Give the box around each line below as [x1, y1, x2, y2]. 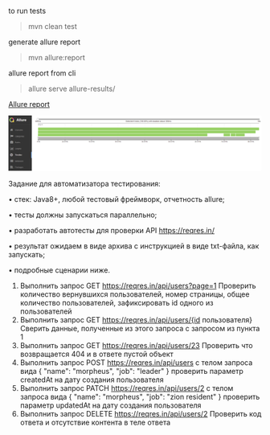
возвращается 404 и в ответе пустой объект [19, 349, 174, 359]
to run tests [8, 6, 47, 15]
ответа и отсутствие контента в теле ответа [19, 417, 171, 427]
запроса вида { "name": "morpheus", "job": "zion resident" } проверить [19, 392, 260, 401]
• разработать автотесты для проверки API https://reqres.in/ [8, 225, 215, 235]
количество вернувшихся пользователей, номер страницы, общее [19, 289, 250, 299]
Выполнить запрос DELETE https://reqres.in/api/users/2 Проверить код [19, 408, 262, 418]
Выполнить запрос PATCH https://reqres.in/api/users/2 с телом [19, 383, 234, 392]
